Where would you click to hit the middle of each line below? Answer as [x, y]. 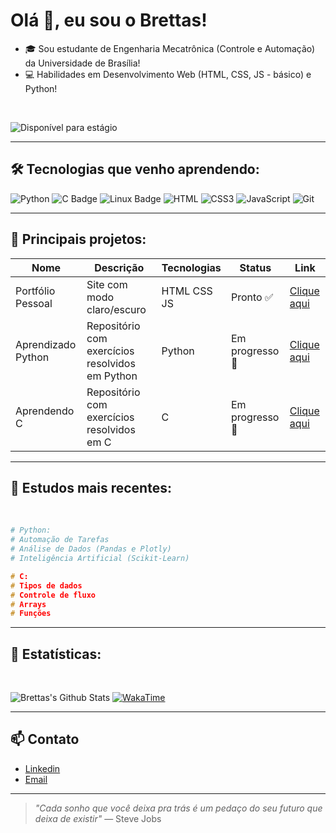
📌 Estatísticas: [56, 654]
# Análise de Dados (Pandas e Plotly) [91, 549]
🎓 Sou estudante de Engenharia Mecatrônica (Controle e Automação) [170, 48]
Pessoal [34, 303]
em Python [112, 376]
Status [255, 267]
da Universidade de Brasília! [82, 63]
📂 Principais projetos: [78, 239]
